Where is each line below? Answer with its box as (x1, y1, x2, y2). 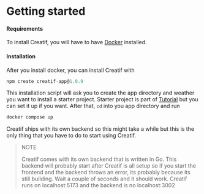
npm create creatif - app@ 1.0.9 (6, 78, 84, 84)
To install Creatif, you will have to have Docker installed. (6, 39, 147, 46)
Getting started (6, 4, 86, 18)
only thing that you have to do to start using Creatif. (6, 132, 137, 139)
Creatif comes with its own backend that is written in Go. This (21, 155, 177, 163)
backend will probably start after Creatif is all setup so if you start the (21, 162, 197, 169)
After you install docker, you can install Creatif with (6, 66, 135, 74)
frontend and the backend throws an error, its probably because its (21, 169, 191, 176)
